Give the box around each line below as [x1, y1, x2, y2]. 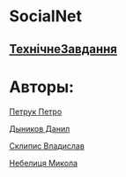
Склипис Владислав [9, 140, 85, 151]
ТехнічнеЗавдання [9, 42, 117, 57]
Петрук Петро [9, 106, 63, 117]
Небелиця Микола [9, 158, 78, 168]
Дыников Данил [9, 123, 70, 134]
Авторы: [9, 77, 75, 96]
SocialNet [9, 6, 82, 27]
